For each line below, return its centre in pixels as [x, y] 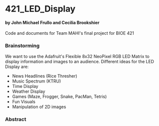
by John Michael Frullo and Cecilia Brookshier [52, 22]
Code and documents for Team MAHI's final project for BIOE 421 [70, 33]
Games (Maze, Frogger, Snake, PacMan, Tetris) [59, 96]
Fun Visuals [24, 101]
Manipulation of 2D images [39, 107]
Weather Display [28, 91]
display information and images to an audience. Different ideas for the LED [79, 61]
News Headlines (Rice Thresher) [45, 76]
